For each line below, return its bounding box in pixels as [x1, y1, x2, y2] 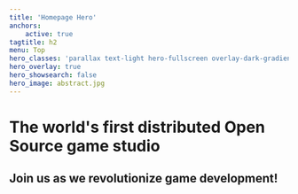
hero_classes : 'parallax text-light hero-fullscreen [9, 54, 208, 63]
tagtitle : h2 [9, 37, 58, 47]
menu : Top [9, 46, 46, 55]
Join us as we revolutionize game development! [9, 171, 278, 186]
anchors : [9, 21, 42, 30]
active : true [25, 29, 74, 38]
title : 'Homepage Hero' [9, 12, 98, 22]
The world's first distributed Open [9, 117, 266, 137]
